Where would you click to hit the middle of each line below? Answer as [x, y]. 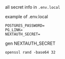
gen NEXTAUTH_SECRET [30, 43]
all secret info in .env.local [32, 7]
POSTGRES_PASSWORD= [25, 26]
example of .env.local [26, 16]
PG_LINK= [14, 30]
